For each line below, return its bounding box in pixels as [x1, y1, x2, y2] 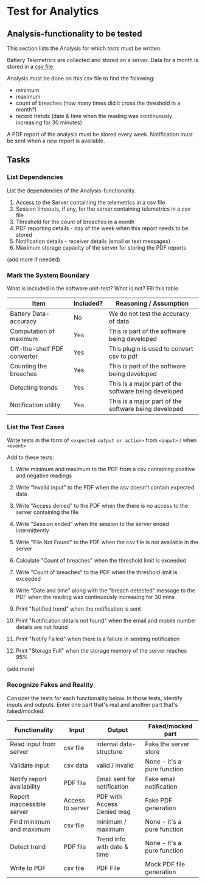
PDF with [96, 792, 122, 801]
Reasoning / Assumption [116, 299, 189, 307]
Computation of [10, 327, 55, 335]
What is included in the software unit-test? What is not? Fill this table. [7, 284, 180, 292]
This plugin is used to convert [109, 344, 193, 353]
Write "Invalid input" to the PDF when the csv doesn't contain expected [15, 484, 195, 491]
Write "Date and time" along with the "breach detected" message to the [15, 587, 195, 594]
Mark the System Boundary [7, 271, 90, 279]
